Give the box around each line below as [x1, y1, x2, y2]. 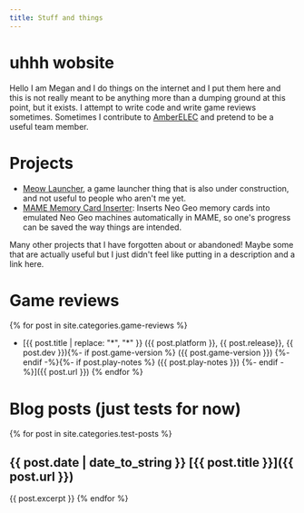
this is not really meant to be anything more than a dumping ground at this [9, 92, 286, 103]
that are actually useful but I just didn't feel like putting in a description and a [9, 249, 296, 260]
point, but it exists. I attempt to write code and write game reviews [9, 102, 257, 113]
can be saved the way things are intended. [22, 222, 182, 232]
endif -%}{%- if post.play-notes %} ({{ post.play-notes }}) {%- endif [22, 357, 279, 368]
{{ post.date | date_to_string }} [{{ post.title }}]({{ [9, 455, 294, 470]
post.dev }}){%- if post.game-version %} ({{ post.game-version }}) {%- [22, 347, 290, 359]
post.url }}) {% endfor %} [48, 367, 143, 378]
